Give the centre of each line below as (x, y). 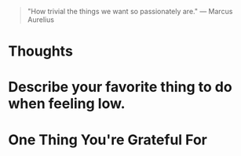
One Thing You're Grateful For (108, 140)
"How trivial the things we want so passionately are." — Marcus (130, 11)
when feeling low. (67, 104)
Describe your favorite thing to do (120, 87)
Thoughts (40, 51)
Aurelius (41, 20)
